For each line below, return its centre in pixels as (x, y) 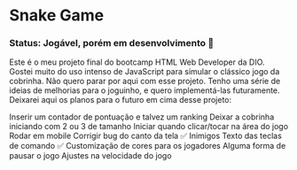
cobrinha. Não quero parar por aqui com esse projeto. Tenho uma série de (145, 81)
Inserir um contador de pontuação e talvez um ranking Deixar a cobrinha (142, 117)
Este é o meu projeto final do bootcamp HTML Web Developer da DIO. (137, 62)
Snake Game (57, 15)
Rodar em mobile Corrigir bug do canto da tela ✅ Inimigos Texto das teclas (145, 136)
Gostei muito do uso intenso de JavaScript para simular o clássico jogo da (145, 72)
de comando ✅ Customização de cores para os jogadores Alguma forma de (148, 146)
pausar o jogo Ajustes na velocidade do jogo (90, 156)
